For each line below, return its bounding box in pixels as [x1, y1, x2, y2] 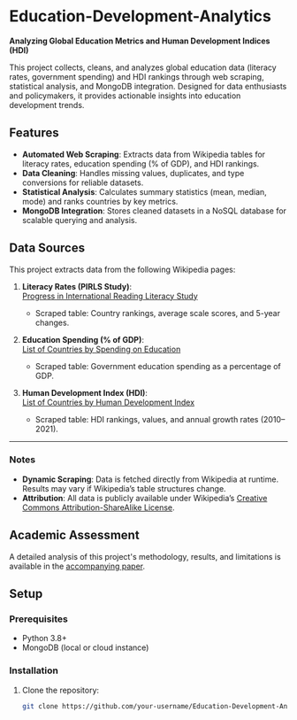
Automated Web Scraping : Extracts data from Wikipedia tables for [21, 149, 266, 159]
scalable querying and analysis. [21, 214, 138, 225]
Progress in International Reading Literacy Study [21, 290, 199, 301]
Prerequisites [9, 613, 68, 625]
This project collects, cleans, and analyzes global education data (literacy [9, 62, 277, 73]
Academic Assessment [9, 528, 140, 543]
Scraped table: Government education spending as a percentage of [34, 360, 281, 371]
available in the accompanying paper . [9, 561, 146, 571]
